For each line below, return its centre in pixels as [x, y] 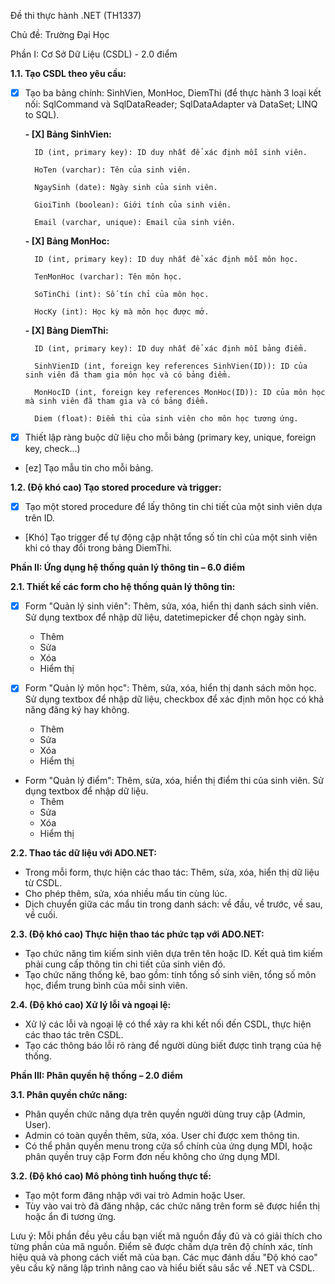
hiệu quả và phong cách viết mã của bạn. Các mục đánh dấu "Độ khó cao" [164, 1257]
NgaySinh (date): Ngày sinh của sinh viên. [126, 188]
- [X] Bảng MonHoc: [67, 241]
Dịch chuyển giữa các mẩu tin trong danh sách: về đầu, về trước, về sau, [173, 904]
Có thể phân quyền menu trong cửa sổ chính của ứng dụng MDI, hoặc [168, 1146]
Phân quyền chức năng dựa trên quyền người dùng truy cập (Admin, [165, 1114]
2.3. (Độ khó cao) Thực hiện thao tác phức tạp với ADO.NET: [137, 934]
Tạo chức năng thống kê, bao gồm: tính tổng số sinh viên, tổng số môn [170, 975]
